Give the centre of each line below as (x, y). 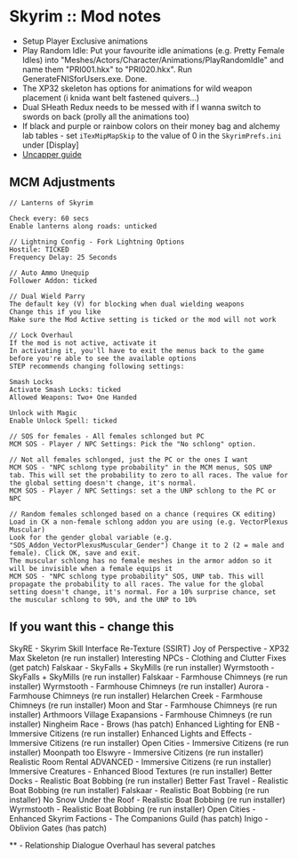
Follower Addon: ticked (53, 281)
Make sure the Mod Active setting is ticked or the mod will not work (143, 319)
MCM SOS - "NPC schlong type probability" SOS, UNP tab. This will (137, 576)
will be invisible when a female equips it (91, 568)
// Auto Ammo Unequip (49, 273)
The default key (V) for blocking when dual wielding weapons (127, 304)
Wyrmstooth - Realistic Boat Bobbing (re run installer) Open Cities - (133, 809)
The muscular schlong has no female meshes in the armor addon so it (141, 561)
